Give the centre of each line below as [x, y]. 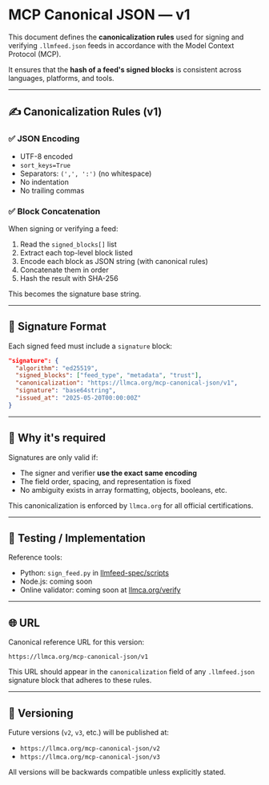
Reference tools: [35, 557]
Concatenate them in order [64, 270]
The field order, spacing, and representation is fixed [105, 481]
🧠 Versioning [41, 713]
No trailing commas [52, 190]
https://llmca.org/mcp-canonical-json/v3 [90, 757]
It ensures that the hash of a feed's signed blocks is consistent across [125, 69]
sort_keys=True [45, 165]
